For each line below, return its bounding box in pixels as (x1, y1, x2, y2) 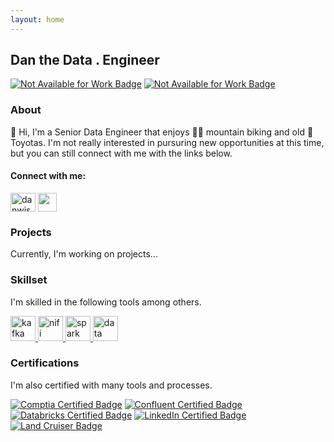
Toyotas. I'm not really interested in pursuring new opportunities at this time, (10, 136, 325, 148)
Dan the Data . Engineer (10, 52, 160, 69)
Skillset (10, 273, 48, 287)
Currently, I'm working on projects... (10, 248, 158, 260)
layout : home (10, 14, 65, 25)
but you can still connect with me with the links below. (10, 147, 233, 159)
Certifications (10, 356, 80, 370)
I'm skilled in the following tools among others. (10, 296, 202, 308)
